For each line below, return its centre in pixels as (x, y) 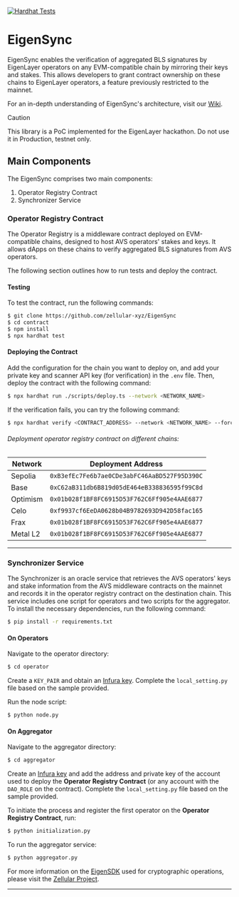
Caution (19, 117)
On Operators (28, 638)
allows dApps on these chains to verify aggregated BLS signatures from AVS (119, 249)
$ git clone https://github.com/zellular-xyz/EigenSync (92, 316)
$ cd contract (28, 323)
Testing (19, 287)
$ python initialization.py (49, 831)
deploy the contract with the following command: (79, 382)
